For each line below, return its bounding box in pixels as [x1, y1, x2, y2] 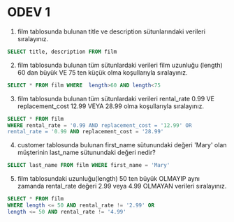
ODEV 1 [7, 4, 51, 20]
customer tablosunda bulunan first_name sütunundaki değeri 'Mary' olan [17, 141, 227, 149]
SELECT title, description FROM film [7, 48, 117, 55]
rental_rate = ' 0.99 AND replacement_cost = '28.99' [7, 128, 164, 135]
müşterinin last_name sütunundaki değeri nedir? [17, 148, 156, 157]
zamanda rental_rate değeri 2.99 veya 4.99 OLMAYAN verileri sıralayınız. [17, 182, 227, 191]
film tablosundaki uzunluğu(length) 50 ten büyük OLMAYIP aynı [17, 175, 200, 183]
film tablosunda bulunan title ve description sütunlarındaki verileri [17, 27, 206, 36]
